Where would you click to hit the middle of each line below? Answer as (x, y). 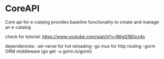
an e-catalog (18, 27)
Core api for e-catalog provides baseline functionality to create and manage (82, 22)
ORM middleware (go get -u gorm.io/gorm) (49, 51)
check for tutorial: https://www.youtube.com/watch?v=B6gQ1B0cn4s (75, 37)
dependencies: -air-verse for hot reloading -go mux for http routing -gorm (80, 46)
